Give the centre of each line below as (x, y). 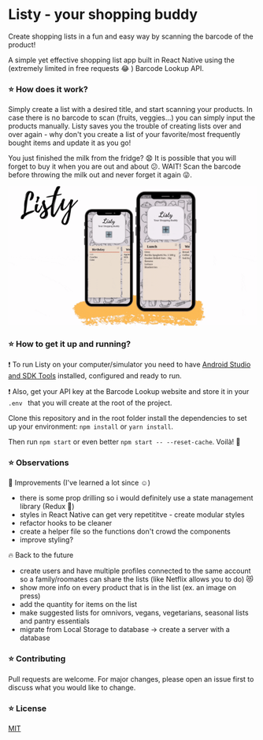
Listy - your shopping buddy (103, 15)
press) (30, 596)
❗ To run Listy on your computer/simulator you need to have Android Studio (130, 365)
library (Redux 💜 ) (47, 507)
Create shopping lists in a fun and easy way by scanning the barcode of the (131, 36)
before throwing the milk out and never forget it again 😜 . (100, 175)
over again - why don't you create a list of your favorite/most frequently (124, 135)
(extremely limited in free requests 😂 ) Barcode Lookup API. (106, 68)
